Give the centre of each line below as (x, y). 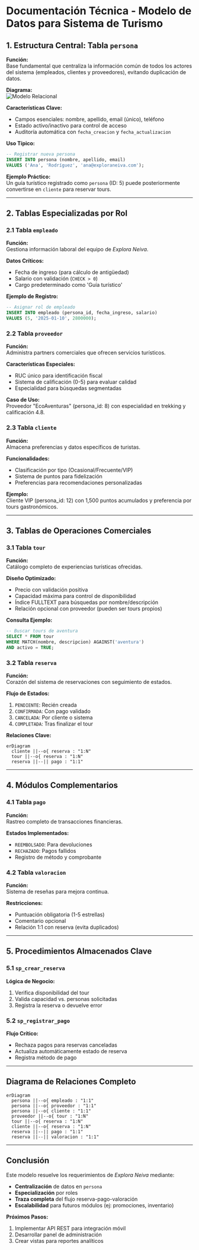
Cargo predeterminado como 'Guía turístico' (68, 285)
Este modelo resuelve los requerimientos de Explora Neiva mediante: (90, 1175)
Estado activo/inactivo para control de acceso (71, 125)
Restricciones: (25, 903)
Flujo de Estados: (28, 693)
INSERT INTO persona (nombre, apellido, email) (66, 159)
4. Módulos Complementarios (62, 786)
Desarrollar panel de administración (58, 1235)
